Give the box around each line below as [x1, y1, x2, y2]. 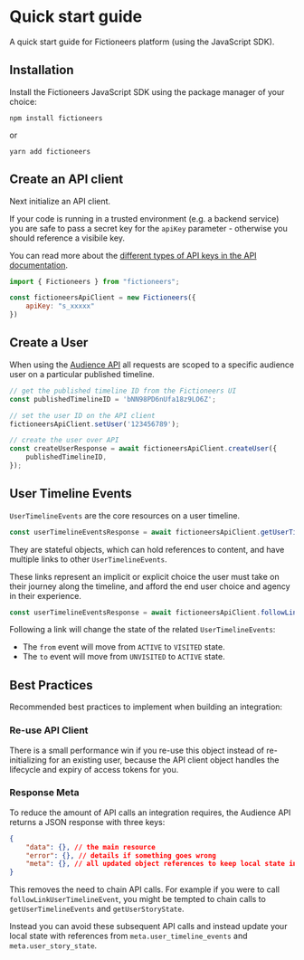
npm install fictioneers [9, 113, 103, 123]
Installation [9, 62, 74, 78]
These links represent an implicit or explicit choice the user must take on [9, 571, 280, 582]
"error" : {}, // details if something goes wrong [25, 851, 217, 860]
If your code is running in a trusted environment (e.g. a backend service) [9, 213, 280, 223]
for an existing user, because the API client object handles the [48, 754, 280, 765]
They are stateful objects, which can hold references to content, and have [9, 544, 285, 555]
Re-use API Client [9, 724, 89, 737]
